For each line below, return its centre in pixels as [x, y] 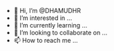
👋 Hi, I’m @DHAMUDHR [47, 11]
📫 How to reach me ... [46, 40]
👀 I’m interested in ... [43, 18]
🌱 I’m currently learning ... [50, 25]
